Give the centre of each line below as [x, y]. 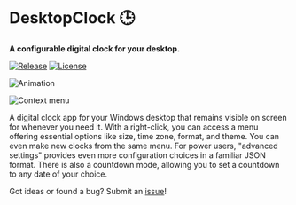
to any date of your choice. [58, 174]
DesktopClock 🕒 [72, 18]
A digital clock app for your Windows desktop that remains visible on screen [148, 117]
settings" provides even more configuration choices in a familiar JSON [137, 155]
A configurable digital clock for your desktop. [94, 48]
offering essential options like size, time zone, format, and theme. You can [144, 136]
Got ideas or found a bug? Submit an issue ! [88, 191]
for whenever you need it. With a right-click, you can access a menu [134, 127]
